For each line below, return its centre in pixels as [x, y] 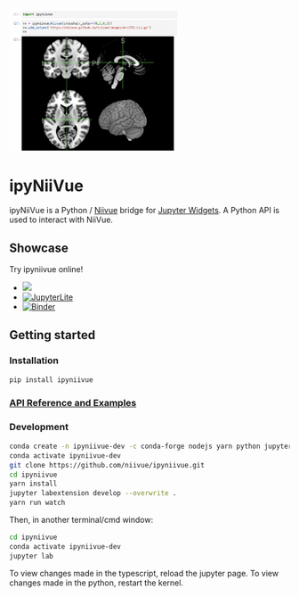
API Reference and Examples [73, 402]
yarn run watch [37, 503]
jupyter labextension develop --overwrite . [93, 493]
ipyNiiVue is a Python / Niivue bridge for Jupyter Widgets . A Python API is [145, 211]
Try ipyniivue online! [46, 269]
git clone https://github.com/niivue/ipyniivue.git [107, 465]
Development [39, 427]
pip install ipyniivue [51, 380]
